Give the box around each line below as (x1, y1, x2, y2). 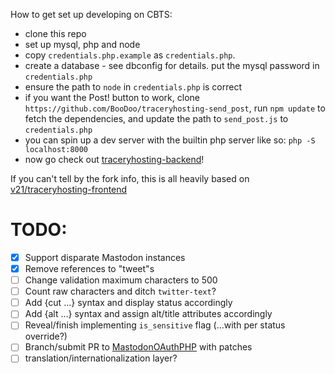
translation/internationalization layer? (24, 352, 178, 364)
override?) (24, 330, 68, 343)
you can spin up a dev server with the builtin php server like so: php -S (24, 134, 316, 146)
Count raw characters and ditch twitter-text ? (24, 285, 217, 298)
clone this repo (24, 28, 87, 39)
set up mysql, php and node (24, 39, 141, 50)
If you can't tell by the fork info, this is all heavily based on (10, 173, 250, 184)
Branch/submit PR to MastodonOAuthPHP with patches (24, 341, 253, 353)
